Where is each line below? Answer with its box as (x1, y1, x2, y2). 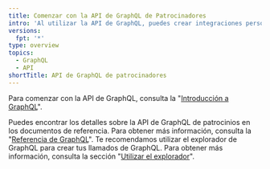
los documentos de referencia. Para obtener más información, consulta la (8, 126, 252, 135)
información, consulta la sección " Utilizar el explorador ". (8, 151, 195, 161)
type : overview (8, 42, 59, 50)
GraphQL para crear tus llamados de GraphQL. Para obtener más (8, 143, 223, 152)
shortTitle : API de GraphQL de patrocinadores (8, 71, 167, 79)
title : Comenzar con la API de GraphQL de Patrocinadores (8, 11, 207, 20)
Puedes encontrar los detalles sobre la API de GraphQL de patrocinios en (8, 117, 251, 127)
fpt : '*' (15, 34, 45, 42)
